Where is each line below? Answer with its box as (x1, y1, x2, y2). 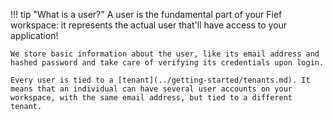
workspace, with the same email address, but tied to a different (10, 93, 293, 103)
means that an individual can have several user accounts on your (10, 84, 293, 94)
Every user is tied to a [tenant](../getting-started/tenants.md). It (10, 75, 311, 85)
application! (10, 30, 59, 41)
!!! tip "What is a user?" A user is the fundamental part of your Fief (10, 9, 283, 20)
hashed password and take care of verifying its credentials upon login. (10, 58, 325, 68)
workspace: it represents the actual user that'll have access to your (10, 19, 288, 31)
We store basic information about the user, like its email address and (10, 49, 320, 59)
